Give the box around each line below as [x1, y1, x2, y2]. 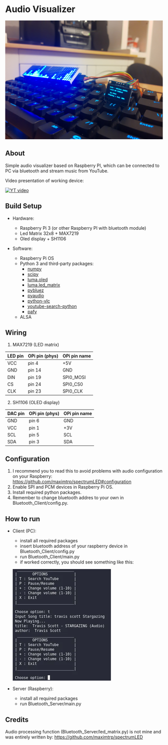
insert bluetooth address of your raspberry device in [19, 543, 128, 549]
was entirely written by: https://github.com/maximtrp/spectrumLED [5, 734, 143, 740]
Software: [12, 245, 33, 251]
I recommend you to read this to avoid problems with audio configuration [12, 468, 162, 474]
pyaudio [27, 293, 44, 299]
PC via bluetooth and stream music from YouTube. [5, 167, 109, 174]
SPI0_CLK [62, 388, 83, 394]
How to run [5, 514, 40, 523]
